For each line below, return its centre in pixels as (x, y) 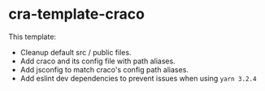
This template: (33, 37)
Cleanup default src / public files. (76, 52)
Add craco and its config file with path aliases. (98, 61)
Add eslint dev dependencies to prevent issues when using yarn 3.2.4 (138, 78)
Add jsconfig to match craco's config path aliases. (104, 69)
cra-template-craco (76, 14)
